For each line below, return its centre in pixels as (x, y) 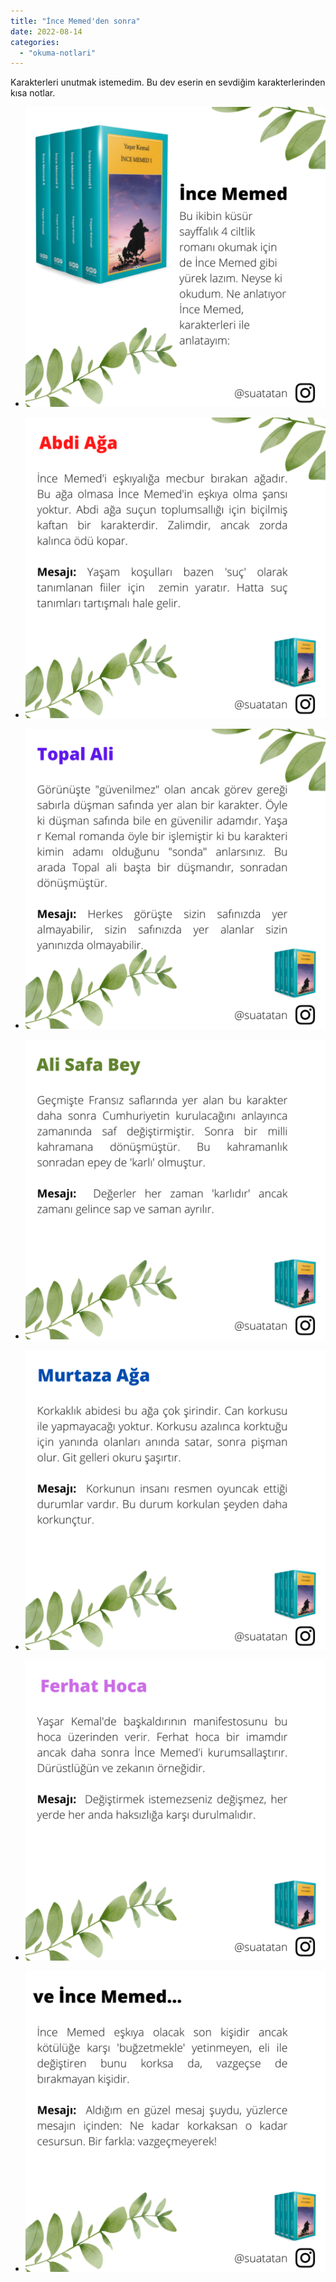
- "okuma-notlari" (58, 53)
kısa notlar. (33, 93)
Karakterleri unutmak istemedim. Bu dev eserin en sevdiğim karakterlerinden (168, 82)
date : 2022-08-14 (46, 31)
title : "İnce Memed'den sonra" (75, 21)
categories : (35, 42)
